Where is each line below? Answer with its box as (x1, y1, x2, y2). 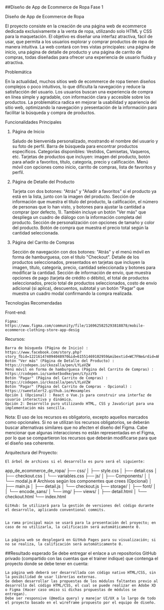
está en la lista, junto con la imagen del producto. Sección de (12, 193, 135, 199)
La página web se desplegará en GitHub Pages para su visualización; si (5, 538, 156, 542)
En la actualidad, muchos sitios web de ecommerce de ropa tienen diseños (5, 78, 156, 84)
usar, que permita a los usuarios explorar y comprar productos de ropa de (5, 39, 154, 45)
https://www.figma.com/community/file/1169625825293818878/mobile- (5, 323, 145, 328)
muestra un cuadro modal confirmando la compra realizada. (12, 291, 133, 296)
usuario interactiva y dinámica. (5, 397, 73, 402)
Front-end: (5, 309, 27, 315)
